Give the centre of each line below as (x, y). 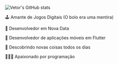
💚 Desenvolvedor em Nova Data (37, 28)
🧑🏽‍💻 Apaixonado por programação (40, 56)
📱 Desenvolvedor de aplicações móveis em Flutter (55, 38)
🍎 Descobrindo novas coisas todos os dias (48, 47)
